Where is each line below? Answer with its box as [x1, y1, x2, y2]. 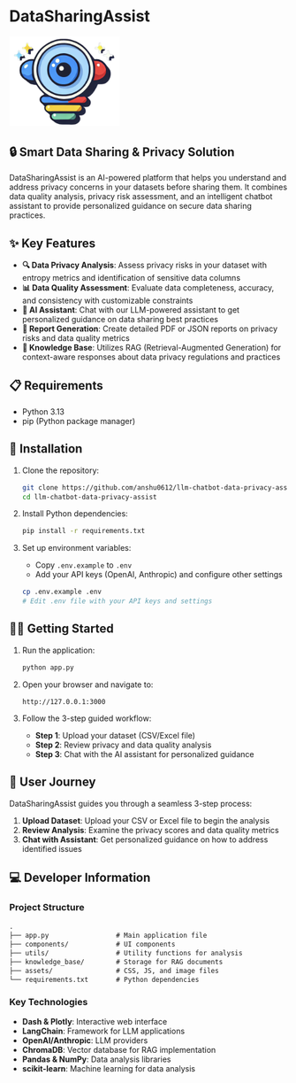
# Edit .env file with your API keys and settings [21, 597, 213, 606]
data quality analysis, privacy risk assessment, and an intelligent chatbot [9, 191, 273, 202]
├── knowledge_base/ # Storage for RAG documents [9, 958, 224, 967]
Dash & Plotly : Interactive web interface [21, 1016, 168, 1026]
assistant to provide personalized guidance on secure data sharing [9, 201, 252, 212]
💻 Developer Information [9, 870, 151, 885]
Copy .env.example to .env [34, 560, 133, 570]
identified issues [21, 843, 82, 854]
